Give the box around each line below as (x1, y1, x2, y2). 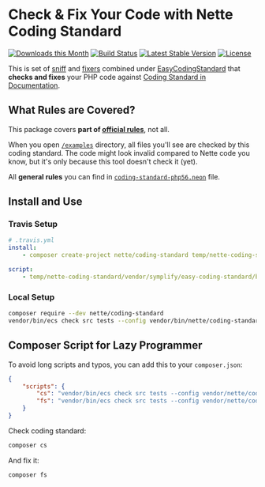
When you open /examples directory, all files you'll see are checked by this (8, 140, 250, 149)
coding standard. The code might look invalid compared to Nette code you (8, 148, 250, 157)
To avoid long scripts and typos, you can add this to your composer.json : (8, 360, 243, 369)
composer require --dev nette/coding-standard (8, 310, 164, 318)
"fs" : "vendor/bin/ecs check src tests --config (36, 397, 200, 405)
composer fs (8, 470, 47, 479)
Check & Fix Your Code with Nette (8, 6, 233, 24)
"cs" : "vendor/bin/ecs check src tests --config (36, 390, 200, 398)
